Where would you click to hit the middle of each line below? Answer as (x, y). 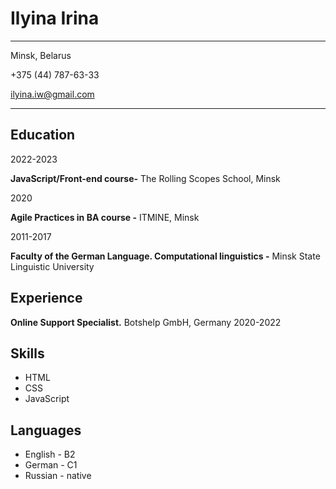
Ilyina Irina (55, 18)
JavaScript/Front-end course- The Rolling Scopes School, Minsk (145, 178)
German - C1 (51, 465)
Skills (27, 353)
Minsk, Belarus (41, 55)
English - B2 (50, 454)
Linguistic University (52, 266)
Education (43, 135)
